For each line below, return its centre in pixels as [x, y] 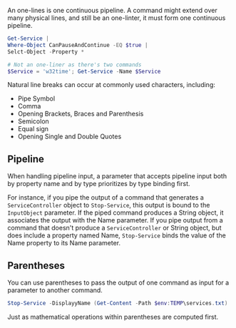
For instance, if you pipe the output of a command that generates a [106, 198]
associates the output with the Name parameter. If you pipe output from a [115, 220]
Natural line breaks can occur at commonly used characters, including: [111, 85]
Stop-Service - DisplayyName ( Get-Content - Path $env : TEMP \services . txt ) [118, 303]
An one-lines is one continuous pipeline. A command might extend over [112, 10]
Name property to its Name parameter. [64, 243]
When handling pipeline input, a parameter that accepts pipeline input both [117, 176]
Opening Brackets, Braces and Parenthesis [81, 114]
